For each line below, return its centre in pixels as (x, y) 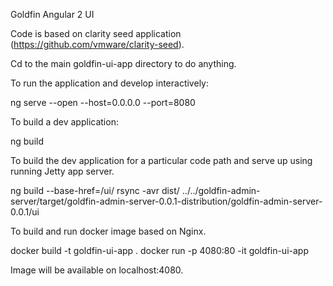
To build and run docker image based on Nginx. (108, 231)
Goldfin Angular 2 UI (52, 14)
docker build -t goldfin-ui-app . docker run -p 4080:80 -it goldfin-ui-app (159, 250)
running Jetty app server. (62, 171)
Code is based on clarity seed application (96, 33)
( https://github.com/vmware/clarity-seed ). (97, 44)
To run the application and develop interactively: (109, 83)
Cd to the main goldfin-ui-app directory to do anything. (123, 63)
